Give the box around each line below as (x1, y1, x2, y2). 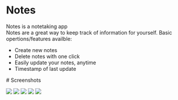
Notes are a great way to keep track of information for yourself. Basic (6, 29, 172, 36)
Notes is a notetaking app (6, 23, 68, 30)
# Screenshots (6, 77, 41, 84)
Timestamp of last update (14, 65, 76, 72)
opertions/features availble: (6, 35, 72, 42)
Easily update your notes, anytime (14, 59, 96, 66)
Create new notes (14, 46, 58, 53)
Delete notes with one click (14, 53, 80, 60)
